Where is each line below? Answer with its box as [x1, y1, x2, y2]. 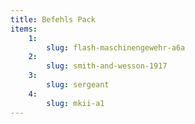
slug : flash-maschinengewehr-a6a [46, 42, 186, 53]
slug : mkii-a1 [46, 98, 105, 108]
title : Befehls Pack [10, 14, 97, 25]
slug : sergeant [46, 80, 110, 90]
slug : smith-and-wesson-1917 [46, 61, 168, 71]
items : [10, 24, 38, 34]
